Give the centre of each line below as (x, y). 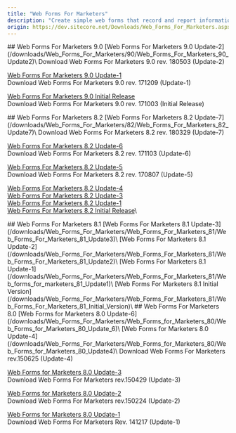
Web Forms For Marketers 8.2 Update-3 (65, 196)
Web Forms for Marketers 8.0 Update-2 (64, 394)
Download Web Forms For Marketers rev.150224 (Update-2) (94, 401)
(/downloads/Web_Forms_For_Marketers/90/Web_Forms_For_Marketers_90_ (118, 54)
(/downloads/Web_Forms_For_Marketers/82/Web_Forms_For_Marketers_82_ (118, 125)
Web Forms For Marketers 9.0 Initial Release (71, 96)
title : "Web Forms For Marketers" (58, 14)
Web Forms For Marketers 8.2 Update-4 (65, 188)
